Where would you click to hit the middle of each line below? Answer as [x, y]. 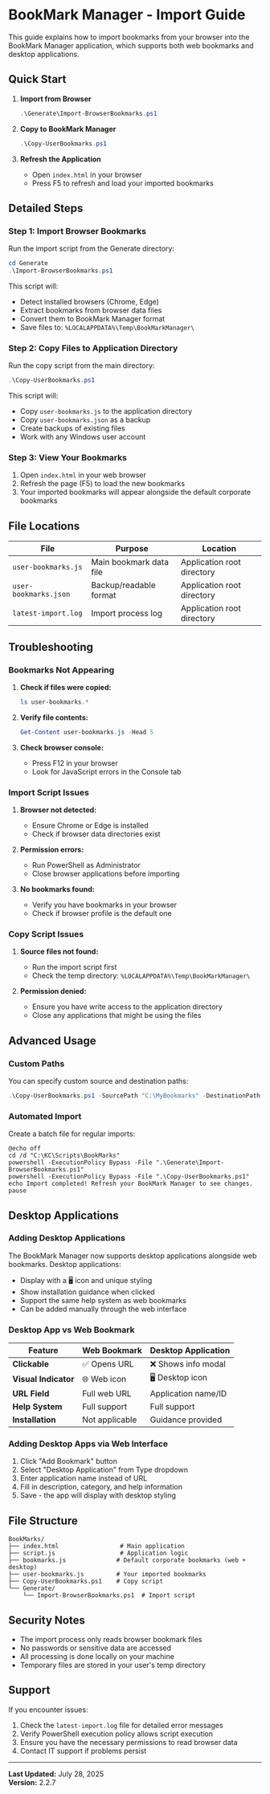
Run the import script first [74, 967]
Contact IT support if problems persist [83, 1751]
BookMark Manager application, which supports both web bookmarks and [131, 45]
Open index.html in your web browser [83, 475]
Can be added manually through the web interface [103, 1309]
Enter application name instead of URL [84, 1478]
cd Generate [28, 264]
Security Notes [47, 1620]
